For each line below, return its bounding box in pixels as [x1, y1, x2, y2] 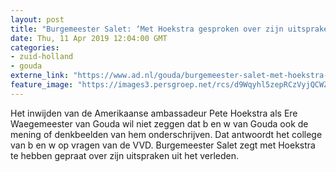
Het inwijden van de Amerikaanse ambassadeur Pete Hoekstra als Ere [10, 107, 298, 119]
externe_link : [10, 71, 70, 81]
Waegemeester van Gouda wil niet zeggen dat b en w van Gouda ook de [10, 117, 309, 130]
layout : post [10, 14, 65, 25]
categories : [10, 42, 60, 53]
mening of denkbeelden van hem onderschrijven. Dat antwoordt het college [10, 128, 323, 140]
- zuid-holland [10, 52, 74, 62]
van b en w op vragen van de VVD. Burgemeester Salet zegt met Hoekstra [10, 139, 316, 151]
